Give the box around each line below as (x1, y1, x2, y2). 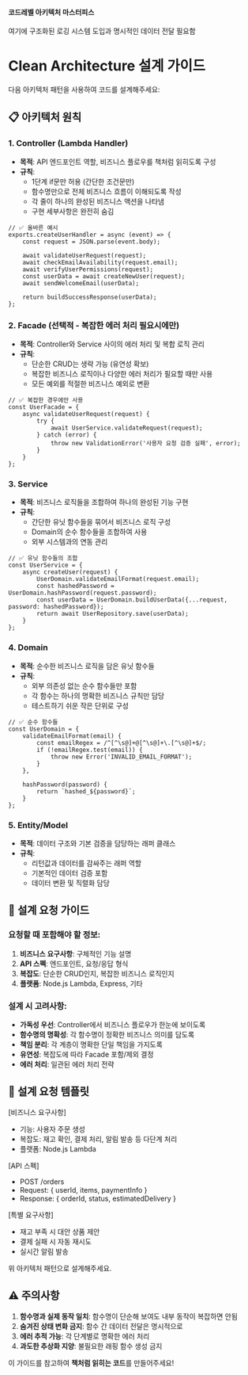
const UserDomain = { (8, 725, 80, 733)
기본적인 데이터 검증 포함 (31, 869, 108, 878)
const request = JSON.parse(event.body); (22, 238, 160, 246)
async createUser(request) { (22, 568, 118, 576)
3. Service (8, 479, 49, 490)
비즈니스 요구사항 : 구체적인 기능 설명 (19, 949, 132, 958)
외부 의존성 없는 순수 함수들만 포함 (31, 681, 137, 690)
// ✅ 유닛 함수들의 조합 (8, 555, 78, 563)
